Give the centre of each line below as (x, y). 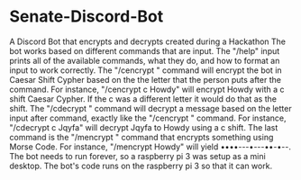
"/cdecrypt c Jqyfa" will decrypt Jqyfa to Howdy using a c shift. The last (144, 127)
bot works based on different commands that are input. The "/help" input (145, 50)
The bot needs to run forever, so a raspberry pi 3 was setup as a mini (137, 156)
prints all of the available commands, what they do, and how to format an (145, 60)
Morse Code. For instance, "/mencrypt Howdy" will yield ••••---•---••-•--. (150, 147)
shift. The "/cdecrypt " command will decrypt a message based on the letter (150, 108)
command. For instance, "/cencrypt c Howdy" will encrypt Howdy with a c (147, 89)
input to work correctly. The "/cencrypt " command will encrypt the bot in (146, 70)
